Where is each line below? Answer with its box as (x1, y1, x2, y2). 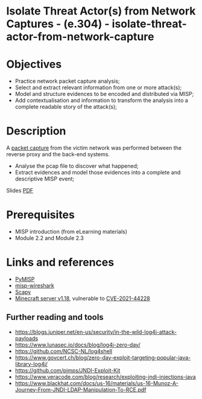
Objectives (6, 57, 62, 71)
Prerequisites (6, 208, 75, 222)
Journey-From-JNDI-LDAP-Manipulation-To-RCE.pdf (14, 386, 147, 393)
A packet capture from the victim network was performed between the (6, 144, 182, 152)
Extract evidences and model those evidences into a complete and (14, 169, 181, 176)
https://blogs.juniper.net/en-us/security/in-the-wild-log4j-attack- (14, 328, 177, 336)
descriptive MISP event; (14, 175, 74, 182)
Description (6, 124, 66, 138)
